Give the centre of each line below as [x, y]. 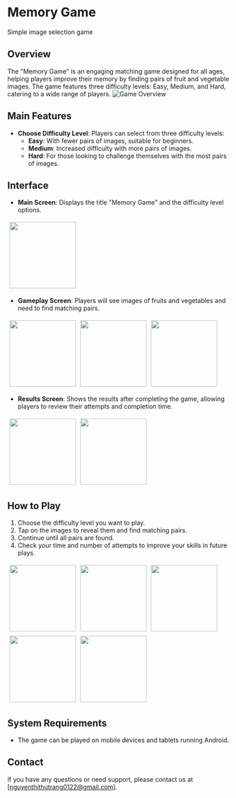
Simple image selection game [50, 32]
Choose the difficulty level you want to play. [81, 523]
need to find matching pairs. [59, 308]
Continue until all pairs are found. [66, 538]
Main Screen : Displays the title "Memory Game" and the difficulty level [120, 203]
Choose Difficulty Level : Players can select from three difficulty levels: [121, 133]
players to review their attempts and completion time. [95, 406]
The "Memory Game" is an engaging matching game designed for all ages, [116, 71]
